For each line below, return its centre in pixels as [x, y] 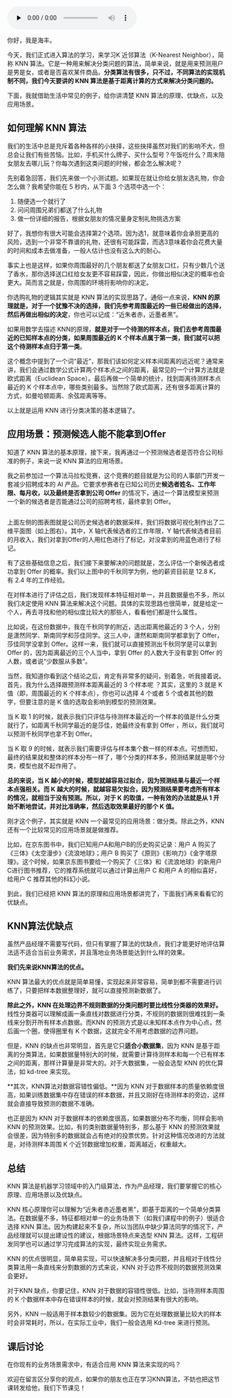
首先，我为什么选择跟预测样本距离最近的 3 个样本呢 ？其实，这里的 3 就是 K [115, 684]
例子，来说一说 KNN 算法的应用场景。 [73, 461]
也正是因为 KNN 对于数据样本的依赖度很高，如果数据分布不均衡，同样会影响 [115, 1118]
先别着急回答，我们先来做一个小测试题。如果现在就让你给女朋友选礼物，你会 [116, 178]
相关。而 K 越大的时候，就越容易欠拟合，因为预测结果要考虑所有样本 [123, 789]
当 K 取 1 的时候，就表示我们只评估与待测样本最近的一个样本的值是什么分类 [114, 716]
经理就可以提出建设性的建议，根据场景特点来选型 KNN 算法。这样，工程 [115, 1236]
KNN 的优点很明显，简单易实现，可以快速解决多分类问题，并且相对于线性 [112, 1259]
